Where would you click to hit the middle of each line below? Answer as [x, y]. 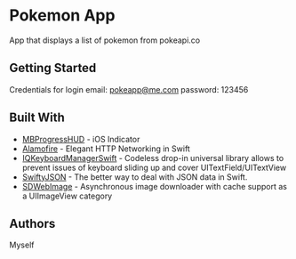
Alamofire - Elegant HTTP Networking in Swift [106, 149]
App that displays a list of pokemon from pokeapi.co [105, 40]
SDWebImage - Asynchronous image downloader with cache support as [154, 186]
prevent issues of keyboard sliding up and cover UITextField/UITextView [154, 167]
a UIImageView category [67, 196]
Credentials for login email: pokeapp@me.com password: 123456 [129, 89]
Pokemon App [62, 16]
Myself [22, 245]
